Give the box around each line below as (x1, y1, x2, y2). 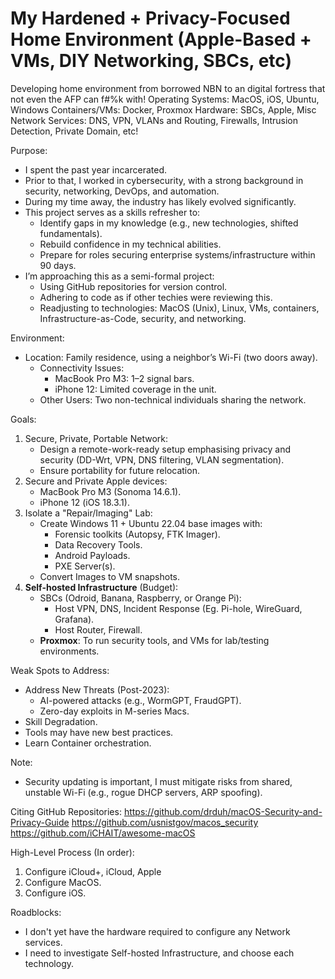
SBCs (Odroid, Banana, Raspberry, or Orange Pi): (39, 592, 242, 604)
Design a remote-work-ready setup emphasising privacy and (39, 443, 292, 455)
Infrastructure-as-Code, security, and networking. (39, 312, 247, 324)
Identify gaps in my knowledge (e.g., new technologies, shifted (39, 217, 299, 229)
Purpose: (10, 144, 48, 156)
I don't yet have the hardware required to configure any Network (24, 925, 291, 937)
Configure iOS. (24, 887, 87, 899)
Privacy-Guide (10, 816, 70, 828)
